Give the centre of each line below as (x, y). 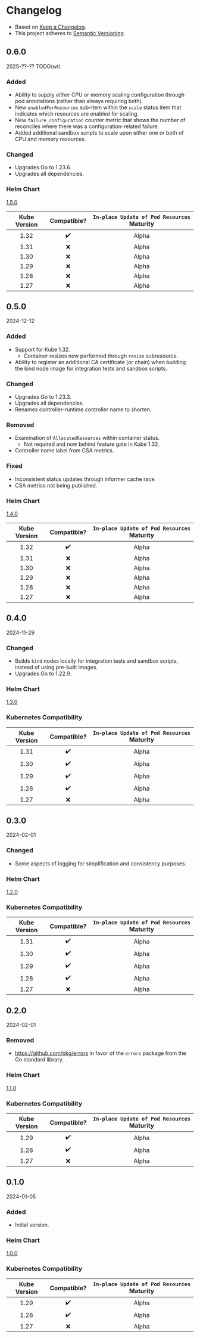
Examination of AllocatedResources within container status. (87, 438)
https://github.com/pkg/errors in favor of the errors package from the (100, 1053)
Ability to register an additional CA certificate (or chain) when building (100, 362)
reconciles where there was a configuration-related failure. (87, 126)
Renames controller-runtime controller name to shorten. (83, 409)
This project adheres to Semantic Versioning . (70, 33)
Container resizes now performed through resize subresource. (101, 356)
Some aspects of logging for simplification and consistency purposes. (101, 863)
